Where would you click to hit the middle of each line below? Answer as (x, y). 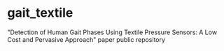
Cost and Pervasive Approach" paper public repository (86, 39)
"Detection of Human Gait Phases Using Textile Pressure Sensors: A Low (112, 32)
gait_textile (40, 13)
